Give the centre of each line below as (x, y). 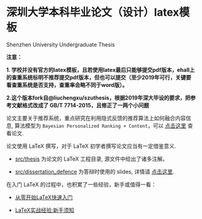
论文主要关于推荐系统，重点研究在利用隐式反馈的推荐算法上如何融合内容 (96, 118)
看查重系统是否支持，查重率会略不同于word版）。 (67, 84)
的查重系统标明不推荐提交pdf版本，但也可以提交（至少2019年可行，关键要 (99, 77)
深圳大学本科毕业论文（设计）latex (93, 12)
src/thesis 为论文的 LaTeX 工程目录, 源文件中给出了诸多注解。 (91, 159)
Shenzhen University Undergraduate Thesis (61, 44)
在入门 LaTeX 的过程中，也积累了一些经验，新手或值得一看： (81, 184)
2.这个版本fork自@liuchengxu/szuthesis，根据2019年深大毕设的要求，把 (99, 98)
